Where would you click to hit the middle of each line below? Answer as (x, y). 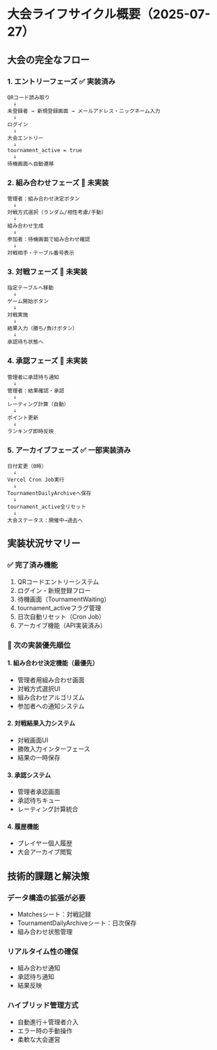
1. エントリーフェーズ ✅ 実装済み (62, 81)
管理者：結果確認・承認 (36, 391)
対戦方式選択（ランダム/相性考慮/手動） (57, 213)
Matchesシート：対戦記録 (54, 915)
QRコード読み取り (29, 97)
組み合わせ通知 (39, 968)
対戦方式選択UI (39, 688)
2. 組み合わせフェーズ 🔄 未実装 (58, 182)
